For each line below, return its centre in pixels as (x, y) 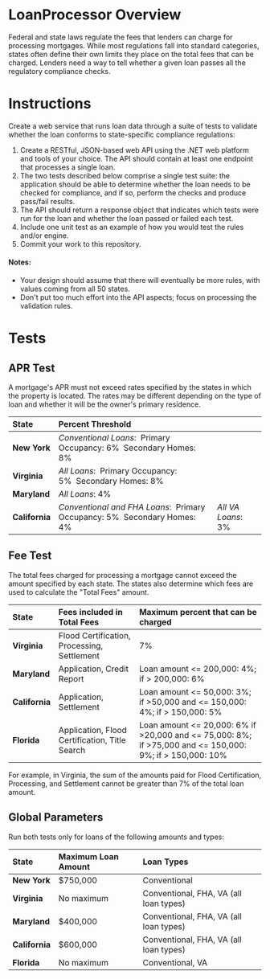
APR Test (32, 368)
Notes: (20, 262)
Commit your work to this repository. (80, 244)
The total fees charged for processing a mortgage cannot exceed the (123, 575)
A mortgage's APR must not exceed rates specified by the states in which (130, 387)
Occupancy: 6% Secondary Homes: (127, 448)
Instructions (50, 104)
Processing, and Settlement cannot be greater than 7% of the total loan (126, 783)
